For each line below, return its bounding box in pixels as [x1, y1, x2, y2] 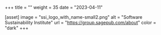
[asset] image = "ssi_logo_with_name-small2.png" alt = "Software [5, 14, 143, 20]
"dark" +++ [5, 25, 29, 31]
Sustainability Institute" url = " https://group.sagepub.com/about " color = [5, 20, 156, 25]
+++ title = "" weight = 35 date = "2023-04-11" [5, 5, 103, 10]
